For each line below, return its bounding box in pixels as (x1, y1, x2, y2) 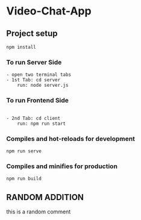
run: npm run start (17, 121, 66, 127)
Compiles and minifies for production (6, 162, 117, 170)
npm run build (6, 176, 42, 182)
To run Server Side (6, 58, 62, 66)
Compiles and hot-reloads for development (6, 134, 136, 143)
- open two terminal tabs (6, 72, 71, 78)
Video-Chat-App (6, 4, 92, 18)
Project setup (6, 28, 58, 39)
